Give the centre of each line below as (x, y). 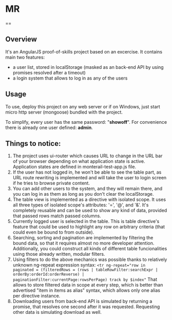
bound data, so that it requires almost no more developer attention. (83, 243)
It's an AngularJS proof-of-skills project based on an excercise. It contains (84, 51)
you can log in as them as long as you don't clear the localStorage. (83, 194)
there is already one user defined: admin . (49, 127)
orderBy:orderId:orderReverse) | (49, 275)
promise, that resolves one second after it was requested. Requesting (86, 307)
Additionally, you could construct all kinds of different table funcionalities (90, 249)
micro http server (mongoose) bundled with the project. (64, 112)
